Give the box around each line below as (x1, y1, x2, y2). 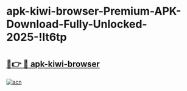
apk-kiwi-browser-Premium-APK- (6, 4, 182, 18)
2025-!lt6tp (6, 31, 67, 44)
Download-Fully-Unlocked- (6, 17, 147, 31)
